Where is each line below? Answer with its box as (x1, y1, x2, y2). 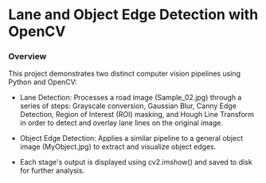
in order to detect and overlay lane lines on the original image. (19, 118, 223, 128)
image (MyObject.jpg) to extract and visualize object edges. (19, 142, 217, 152)
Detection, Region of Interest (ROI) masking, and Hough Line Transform (19, 110, 255, 119)
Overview (8, 51, 47, 62)
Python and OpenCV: (8, 77, 77, 87)
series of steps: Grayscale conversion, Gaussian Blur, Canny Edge (19, 101, 237, 111)
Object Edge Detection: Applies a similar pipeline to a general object (19, 134, 244, 143)
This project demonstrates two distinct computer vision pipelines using (8, 69, 241, 79)
